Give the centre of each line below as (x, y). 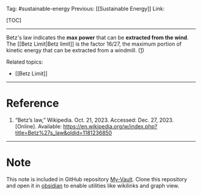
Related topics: (25, 62)
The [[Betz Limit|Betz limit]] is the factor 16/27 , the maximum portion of (94, 44)
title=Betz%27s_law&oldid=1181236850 (63, 133)
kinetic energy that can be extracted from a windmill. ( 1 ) (75, 50)
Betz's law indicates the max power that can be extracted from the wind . (97, 37)
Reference (32, 103)
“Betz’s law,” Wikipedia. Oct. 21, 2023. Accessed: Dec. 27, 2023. (94, 120)
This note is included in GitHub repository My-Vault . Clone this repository (97, 179)
